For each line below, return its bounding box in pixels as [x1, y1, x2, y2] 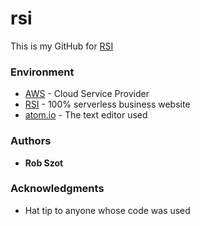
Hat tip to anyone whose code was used [24, 204, 191, 216]
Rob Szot [24, 157, 64, 169]
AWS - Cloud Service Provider [24, 88, 150, 100]
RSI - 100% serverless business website [24, 98, 191, 111]
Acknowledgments [10, 182, 105, 196]
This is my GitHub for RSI [10, 40, 114, 52]
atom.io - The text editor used [24, 109, 148, 121]
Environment [10, 65, 75, 79]
